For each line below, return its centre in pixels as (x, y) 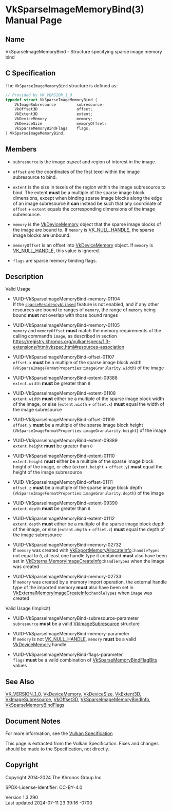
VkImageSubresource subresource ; (59, 105)
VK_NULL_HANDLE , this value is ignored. (56, 251)
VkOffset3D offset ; (54, 109)
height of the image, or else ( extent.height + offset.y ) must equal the (88, 467)
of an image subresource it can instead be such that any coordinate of (87, 203)
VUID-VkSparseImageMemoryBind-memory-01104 (66, 299)
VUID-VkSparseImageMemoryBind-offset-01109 (64, 420)
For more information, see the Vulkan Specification (59, 733)
